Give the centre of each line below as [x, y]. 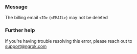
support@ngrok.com [26, 46]
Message [16, 7]
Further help [20, 30]
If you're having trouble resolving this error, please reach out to [69, 41]
